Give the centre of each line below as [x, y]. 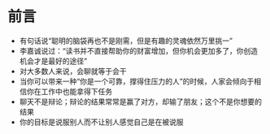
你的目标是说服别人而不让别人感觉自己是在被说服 [101, 122]
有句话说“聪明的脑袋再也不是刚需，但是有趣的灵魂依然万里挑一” [126, 41]
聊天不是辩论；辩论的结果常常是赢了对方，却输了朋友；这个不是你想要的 [140, 102]
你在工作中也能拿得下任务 [70, 91]
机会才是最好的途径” [53, 61]
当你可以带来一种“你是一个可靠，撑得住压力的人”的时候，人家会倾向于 [137, 81]
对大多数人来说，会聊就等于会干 [73, 71]
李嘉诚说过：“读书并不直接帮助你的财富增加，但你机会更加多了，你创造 [138, 50]
